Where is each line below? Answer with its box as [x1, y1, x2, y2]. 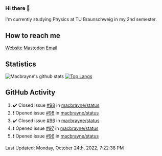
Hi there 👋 [5, 5, 31, 12]
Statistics [5, 60, 37, 68]
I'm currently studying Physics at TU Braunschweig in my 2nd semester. [5, 16, 157, 23]
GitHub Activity [5, 88, 56, 97]
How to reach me [5, 31, 60, 40]
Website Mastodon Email [5, 45, 58, 51]
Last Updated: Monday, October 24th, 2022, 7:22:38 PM [5, 145, 124, 151]
